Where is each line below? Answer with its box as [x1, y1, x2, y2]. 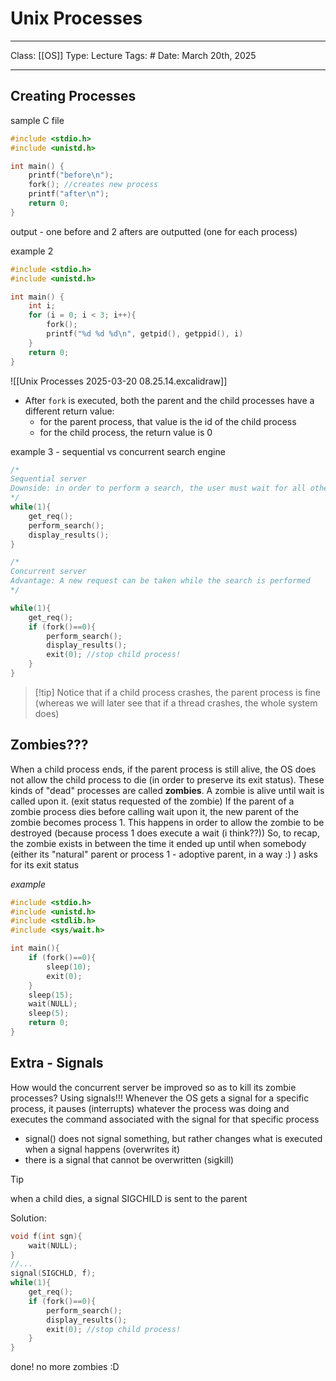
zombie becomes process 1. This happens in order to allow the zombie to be [10, 816, 325, 828]
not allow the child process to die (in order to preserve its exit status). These [10, 773, 325, 786]
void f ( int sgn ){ [10, 1231, 83, 1241]
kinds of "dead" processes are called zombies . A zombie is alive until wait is [10, 784, 325, 796]
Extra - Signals [10, 1055, 104, 1072]
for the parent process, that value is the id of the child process [39, 415, 297, 427]
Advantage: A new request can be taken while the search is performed [10, 576, 311, 586]
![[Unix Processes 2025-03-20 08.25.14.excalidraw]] [10, 375, 228, 387]
